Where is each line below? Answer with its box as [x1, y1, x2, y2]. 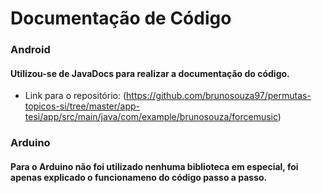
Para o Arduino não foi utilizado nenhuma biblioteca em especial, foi [10, 160, 299, 172]
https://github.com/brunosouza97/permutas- [126, 90, 312, 102]
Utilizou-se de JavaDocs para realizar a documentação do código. [10, 67, 290, 79]
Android [10, 43, 51, 57]
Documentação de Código [10, 7, 232, 30]
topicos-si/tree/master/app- [24, 100, 141, 112]
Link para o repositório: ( [24, 90, 127, 102]
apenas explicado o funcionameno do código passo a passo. [10, 171, 268, 183]
